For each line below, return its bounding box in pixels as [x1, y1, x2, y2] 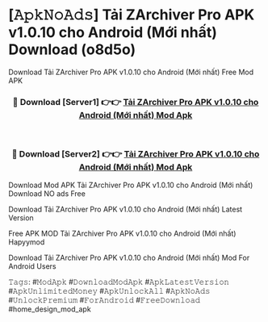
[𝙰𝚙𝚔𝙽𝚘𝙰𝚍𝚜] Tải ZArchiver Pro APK [8, 6, 255, 24]
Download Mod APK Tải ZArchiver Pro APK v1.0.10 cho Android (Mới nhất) [8, 180, 253, 190]
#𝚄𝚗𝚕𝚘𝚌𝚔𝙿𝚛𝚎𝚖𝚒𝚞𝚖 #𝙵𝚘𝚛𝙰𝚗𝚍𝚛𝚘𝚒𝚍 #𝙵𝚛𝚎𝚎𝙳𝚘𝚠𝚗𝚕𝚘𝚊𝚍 [8, 295, 200, 304]
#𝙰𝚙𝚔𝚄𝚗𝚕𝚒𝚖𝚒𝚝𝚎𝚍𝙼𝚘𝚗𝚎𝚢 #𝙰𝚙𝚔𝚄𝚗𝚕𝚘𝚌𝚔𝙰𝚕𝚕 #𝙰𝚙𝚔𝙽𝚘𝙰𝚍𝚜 [8, 286, 211, 295]
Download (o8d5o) [8, 40, 136, 59]
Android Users [8, 261, 57, 271]
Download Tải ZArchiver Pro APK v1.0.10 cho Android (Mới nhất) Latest [8, 204, 243, 214]
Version [8, 212, 34, 223]
